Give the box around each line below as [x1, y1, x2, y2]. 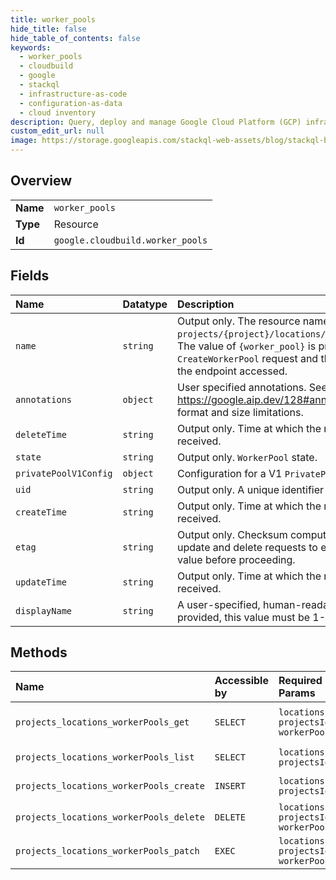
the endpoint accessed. [177, 364, 288, 378]
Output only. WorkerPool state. [177, 450, 318, 464]
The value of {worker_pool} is [177, 339, 317, 353]
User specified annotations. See [177, 380, 328, 394]
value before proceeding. [177, 552, 296, 566]
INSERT [214, 781, 246, 792]
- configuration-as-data [19, 98, 123, 108]
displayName [15, 605, 73, 616]
